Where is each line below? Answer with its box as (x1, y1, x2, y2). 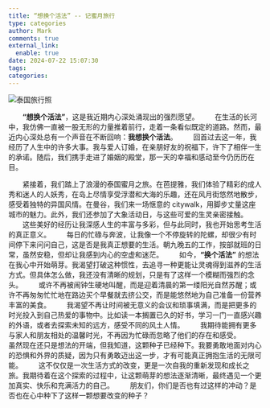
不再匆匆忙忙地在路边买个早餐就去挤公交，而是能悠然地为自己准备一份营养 (14, 290, 262, 299)
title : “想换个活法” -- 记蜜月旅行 (8, 11, 115, 20)
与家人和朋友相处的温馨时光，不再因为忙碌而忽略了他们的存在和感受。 (8, 330, 241, 340)
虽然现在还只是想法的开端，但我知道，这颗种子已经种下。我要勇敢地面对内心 (8, 340, 262, 350)
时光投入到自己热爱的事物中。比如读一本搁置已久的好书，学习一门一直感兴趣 (8, 310, 262, 319)
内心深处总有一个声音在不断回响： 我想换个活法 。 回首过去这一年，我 (14, 132, 257, 142)
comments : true (8, 34, 59, 43)
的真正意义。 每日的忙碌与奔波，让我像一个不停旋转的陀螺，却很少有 (8, 229, 250, 239)
